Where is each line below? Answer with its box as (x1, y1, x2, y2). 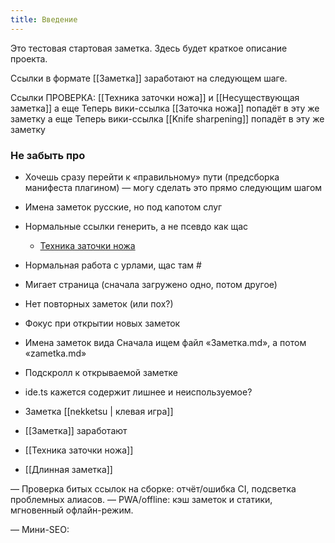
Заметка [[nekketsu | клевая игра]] (24, 405, 174, 417)
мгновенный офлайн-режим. (10, 504, 134, 516)
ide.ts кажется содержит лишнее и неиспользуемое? (24, 386, 253, 398)
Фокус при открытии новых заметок (24, 317, 181, 329)
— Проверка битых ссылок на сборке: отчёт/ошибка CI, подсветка (10, 482, 297, 495)
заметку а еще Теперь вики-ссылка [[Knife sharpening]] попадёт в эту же (10, 112, 325, 125)
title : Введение (10, 14, 78, 25)
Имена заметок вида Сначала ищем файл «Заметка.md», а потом (24, 336, 307, 348)
